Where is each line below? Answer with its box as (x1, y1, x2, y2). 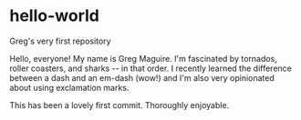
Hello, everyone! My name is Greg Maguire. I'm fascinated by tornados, (9, 53, 278, 64)
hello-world (9, 5, 100, 26)
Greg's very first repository (9, 35, 111, 46)
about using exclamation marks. (9, 82, 130, 93)
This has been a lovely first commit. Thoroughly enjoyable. (9, 99, 230, 110)
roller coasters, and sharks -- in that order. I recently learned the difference (9, 63, 292, 74)
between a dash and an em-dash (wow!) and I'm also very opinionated (9, 72, 275, 83)
